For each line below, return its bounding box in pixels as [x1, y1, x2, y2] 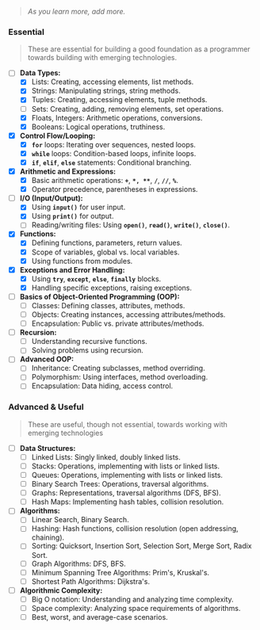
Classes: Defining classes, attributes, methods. [31, 300, 185, 310]
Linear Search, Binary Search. [31, 515, 129, 525]
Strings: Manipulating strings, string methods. [31, 86, 181, 96]
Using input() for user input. [31, 202, 126, 212]
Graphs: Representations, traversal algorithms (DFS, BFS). [31, 488, 222, 498]
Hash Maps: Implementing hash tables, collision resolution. [31, 497, 224, 506]
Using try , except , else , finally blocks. [31, 273, 162, 284]
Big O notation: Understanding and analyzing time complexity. [31, 594, 234, 604]
